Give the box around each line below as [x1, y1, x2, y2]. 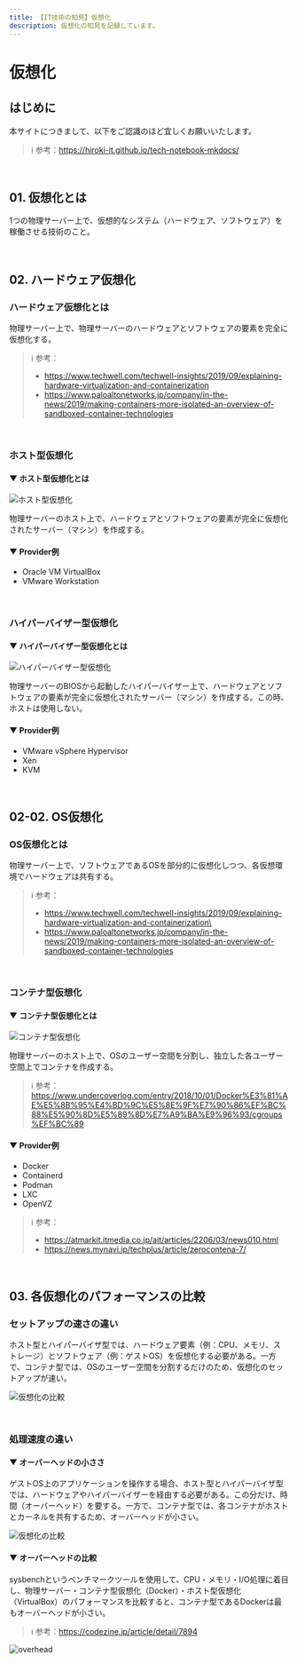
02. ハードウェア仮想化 [9, 272, 136, 287]
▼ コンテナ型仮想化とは [9, 1010, 98, 1021]
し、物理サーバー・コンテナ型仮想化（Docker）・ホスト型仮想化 [9, 1585, 242, 1596]
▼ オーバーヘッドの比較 [9, 1553, 98, 1564]
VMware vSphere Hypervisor [21, 745, 129, 756]
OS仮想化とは [9, 838, 68, 851]
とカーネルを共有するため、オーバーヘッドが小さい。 [9, 1511, 204, 1523]
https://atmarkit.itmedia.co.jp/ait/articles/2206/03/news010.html [43, 1234, 279, 1245]
